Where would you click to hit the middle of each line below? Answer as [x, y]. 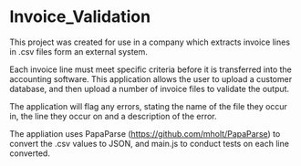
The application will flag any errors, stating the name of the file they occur [148, 106]
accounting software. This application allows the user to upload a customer [151, 78]
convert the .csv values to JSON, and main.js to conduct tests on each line [150, 143]
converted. [30, 153]
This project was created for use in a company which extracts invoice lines [150, 42]
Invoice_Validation [80, 17]
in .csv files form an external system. [79, 51]
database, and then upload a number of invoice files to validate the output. [150, 88]
